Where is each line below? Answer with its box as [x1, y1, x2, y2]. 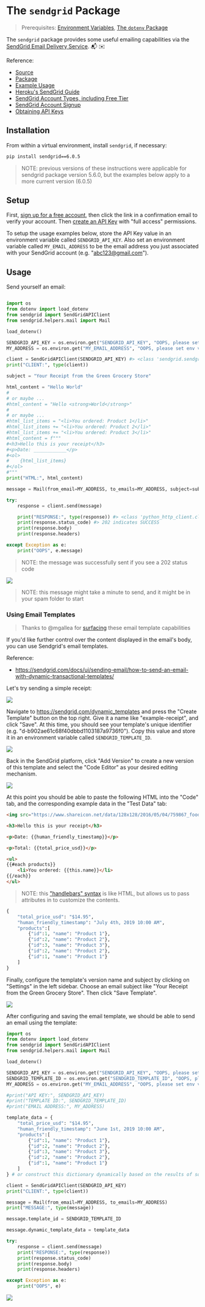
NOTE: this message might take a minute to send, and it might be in [21, 588, 191, 596]
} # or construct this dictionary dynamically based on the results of [6, 1171, 192, 1177]
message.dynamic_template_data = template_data [6, 1227, 130, 1233]
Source [15, 68, 34, 76]
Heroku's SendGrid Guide [15, 88, 80, 95]
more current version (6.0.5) [21, 177, 93, 185]
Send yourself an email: [6, 283, 66, 291]
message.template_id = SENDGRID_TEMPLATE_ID [6, 1216, 121, 1222]
